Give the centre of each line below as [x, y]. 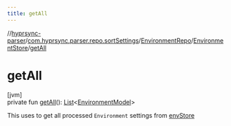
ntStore [18, 48]
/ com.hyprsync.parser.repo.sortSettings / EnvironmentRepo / [109, 40]
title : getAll [28, 13]
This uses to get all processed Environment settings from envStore [101, 115]
